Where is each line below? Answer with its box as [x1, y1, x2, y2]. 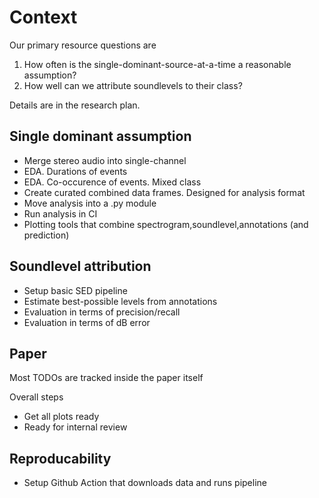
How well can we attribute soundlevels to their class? [23, 79, 243, 91]
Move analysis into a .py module [23, 197, 157, 209]
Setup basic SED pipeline [23, 284, 128, 296]
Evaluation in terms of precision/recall [23, 306, 181, 318]
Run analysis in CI [23, 207, 98, 220]
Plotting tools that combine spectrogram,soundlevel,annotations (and [23, 218, 309, 230]
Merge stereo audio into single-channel [23, 154, 187, 166]
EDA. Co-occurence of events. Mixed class [23, 176, 202, 188]
